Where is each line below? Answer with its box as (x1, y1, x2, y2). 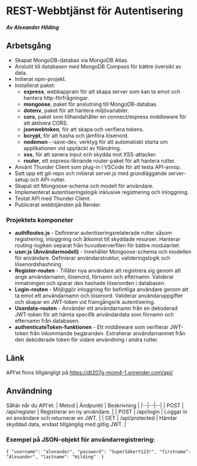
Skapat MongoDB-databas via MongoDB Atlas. (14, 56, 129, 63)
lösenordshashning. (14, 261, 63, 268)
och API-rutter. (29, 176, 66, 183)
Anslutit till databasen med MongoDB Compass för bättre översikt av (14, 63, 182, 70)
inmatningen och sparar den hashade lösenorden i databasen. (14, 280, 166, 287)
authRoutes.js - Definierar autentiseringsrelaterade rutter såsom (14, 229, 172, 237)
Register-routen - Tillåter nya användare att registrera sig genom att (14, 267, 182, 274)
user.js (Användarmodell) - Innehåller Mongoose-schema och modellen (14, 248, 192, 255)
